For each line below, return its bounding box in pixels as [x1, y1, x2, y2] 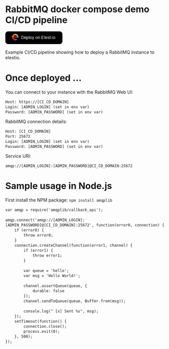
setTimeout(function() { [14, 319, 67, 324]
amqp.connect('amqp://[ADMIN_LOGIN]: [5, 218, 85, 223]
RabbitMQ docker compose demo [5, 4, 150, 15]
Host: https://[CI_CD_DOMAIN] [5, 100, 70, 105]
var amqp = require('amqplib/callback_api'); [5, 208, 103, 213]
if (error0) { [14, 228, 44, 233]
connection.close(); [23, 324, 67, 329]
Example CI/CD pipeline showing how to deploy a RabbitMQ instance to [5, 49, 155, 55]
